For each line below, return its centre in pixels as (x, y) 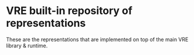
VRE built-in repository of (69, 11)
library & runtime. (27, 46)
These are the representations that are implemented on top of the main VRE (97, 39)
